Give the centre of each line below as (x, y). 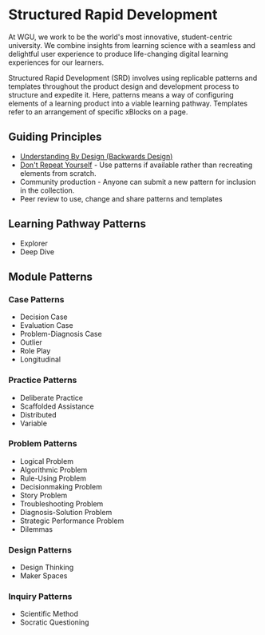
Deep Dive (37, 252)
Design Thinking (47, 567)
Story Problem (44, 495)
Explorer (34, 243)
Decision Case (44, 317)
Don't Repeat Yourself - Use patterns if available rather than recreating (136, 165)
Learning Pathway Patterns (77, 224)
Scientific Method (49, 614)
